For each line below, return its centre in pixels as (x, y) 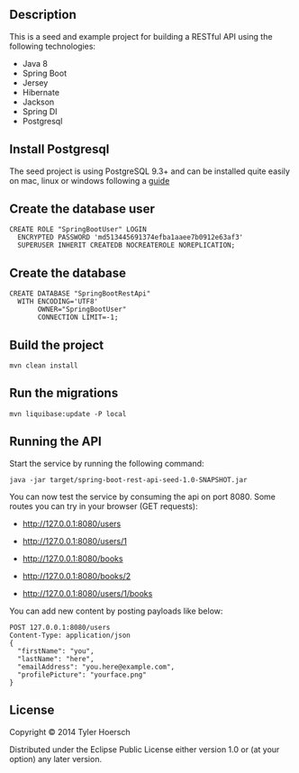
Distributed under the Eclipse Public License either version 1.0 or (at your (145, 749)
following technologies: (53, 46)
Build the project (57, 345)
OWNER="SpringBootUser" (82, 310)
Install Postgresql (59, 149)
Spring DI (40, 111)
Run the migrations (64, 393)
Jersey (35, 82)
